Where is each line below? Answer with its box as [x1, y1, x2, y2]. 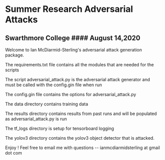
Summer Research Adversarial [5, 3, 133, 15]
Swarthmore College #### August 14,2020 [5, 34, 141, 42]
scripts [5, 67, 19, 73]
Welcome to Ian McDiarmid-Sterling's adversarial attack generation [5, 47, 142, 53]
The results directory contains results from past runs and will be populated [5, 110, 157, 116]
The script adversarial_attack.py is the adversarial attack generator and [5, 77, 150, 82]
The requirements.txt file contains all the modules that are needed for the [5, 62, 154, 67]
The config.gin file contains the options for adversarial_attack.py [5, 92, 136, 97]
